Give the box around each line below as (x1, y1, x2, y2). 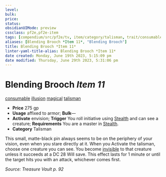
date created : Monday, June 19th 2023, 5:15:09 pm (5, 53, 112, 58)
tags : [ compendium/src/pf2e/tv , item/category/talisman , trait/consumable (5, 35, 163, 40)
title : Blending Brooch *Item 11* (5, 44, 77, 49)
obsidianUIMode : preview (5, 26, 56, 31)
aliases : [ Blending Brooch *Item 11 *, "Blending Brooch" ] (5, 40, 127, 44)
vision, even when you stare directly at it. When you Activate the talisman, (5, 141, 156, 147)
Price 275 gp (12, 105, 39, 111)
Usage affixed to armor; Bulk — (12, 110, 76, 116)
